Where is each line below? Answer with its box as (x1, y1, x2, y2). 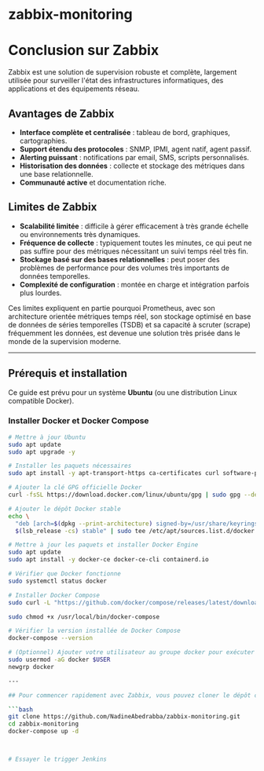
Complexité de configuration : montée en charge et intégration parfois (19, 280, 250, 289)
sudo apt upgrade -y (8, 448, 76, 456)
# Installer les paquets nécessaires (8, 462, 132, 470)
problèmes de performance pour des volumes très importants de (19, 263, 230, 272)
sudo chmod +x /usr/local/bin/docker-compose (8, 612, 159, 621)
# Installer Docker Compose (8, 591, 101, 599)
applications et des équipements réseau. (8, 84, 140, 93)
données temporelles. (19, 271, 90, 280)
